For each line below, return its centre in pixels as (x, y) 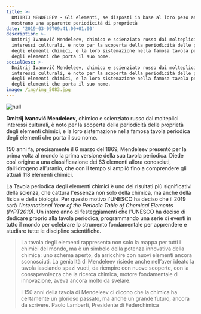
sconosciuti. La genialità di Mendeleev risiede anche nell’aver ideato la (108, 261)
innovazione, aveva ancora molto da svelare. (76, 280)
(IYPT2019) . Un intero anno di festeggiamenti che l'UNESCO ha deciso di (96, 212)
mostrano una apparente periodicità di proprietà (74, 23)
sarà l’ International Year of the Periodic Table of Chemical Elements (90, 205)
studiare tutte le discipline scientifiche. (54, 231)
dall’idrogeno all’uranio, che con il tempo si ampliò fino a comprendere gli (96, 168)
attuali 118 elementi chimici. (40, 174)
